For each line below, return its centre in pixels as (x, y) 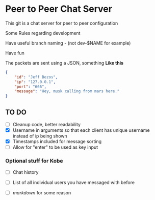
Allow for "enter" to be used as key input (55, 147)
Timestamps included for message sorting (57, 142)
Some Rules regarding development (43, 33)
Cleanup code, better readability (46, 124)
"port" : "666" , (31, 87)
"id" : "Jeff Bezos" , (36, 77)
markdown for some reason (42, 192)
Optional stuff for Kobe (34, 161)
